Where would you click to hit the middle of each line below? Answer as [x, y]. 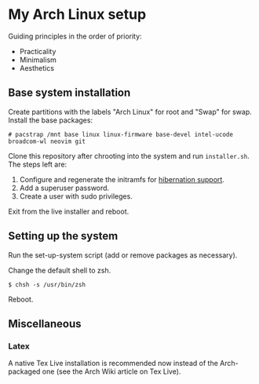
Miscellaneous [45, 324]
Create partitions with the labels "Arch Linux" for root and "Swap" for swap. [130, 112]
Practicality [38, 51]
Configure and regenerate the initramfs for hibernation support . [122, 179]
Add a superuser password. [64, 188]
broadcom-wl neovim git [47, 141]
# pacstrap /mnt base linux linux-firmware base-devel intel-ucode [121, 134]
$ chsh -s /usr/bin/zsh [47, 284]
